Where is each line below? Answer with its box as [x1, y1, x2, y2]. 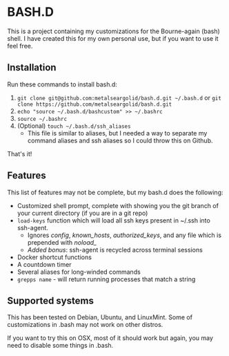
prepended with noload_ [27, 238, 97, 246]
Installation [7, 62, 57, 73]
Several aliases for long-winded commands [17, 268, 141, 276]
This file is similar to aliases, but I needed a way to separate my [27, 129, 208, 137]
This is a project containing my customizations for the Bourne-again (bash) [7, 27, 221, 35]
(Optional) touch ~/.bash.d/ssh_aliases [17, 122, 131, 130]
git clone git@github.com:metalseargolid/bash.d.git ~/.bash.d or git [17, 93, 222, 102]
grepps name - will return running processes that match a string [17, 274, 196, 283]
